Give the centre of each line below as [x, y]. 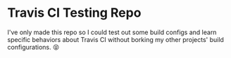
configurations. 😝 [33, 47]
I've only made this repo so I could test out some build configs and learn [112, 32]
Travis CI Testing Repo [74, 13]
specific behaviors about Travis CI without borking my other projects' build [115, 39]
